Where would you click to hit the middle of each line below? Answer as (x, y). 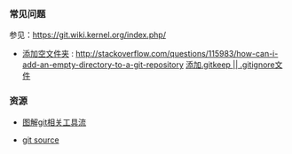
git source (40, 140)
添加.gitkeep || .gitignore (230, 65)
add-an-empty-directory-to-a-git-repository (103, 65)
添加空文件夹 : (47, 54)
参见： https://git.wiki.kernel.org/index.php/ (88, 35)
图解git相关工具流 (54, 122)
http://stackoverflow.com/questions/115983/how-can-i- (177, 54)
